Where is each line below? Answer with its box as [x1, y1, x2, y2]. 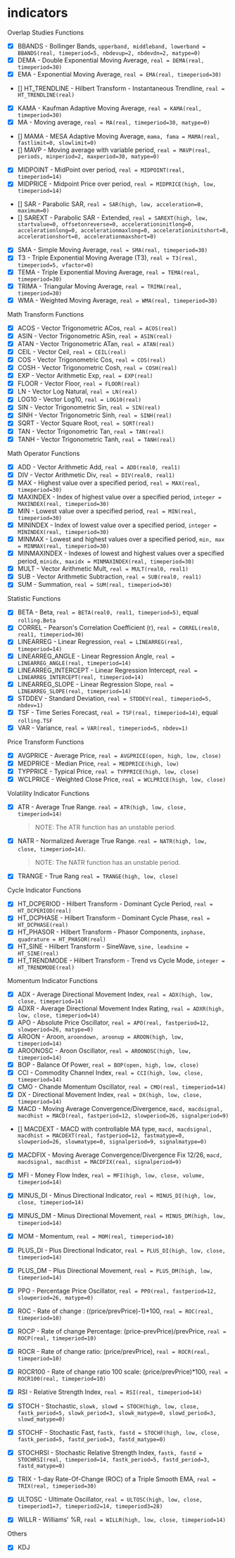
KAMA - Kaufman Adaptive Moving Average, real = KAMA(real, [17, 104, 202, 113]
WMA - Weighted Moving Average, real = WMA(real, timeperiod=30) [17, 296, 218, 304]
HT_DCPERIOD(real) [17, 908, 72, 915]
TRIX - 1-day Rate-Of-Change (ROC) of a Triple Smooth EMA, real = [17, 1475, 216, 1483]
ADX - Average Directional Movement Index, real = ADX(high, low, [17, 990, 213, 999]
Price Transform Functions [7, 737, 84, 746]
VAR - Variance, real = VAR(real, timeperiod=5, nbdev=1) [17, 723, 189, 732]
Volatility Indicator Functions [7, 790, 90, 798]
